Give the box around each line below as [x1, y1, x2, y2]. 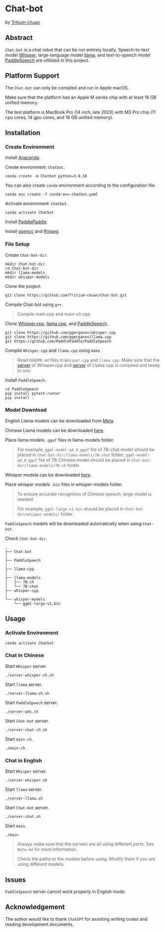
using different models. [17, 861, 65, 867]
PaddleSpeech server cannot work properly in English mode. [5, 889, 126, 894]
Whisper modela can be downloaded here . [5, 472, 92, 478]
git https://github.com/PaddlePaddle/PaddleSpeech [5, 339, 112, 344]
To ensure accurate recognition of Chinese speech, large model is [17, 491, 152, 497]
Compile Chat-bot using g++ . [5, 301, 63, 307]
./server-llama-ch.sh [5, 691, 50, 696]
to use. [17, 367, 32, 373]
